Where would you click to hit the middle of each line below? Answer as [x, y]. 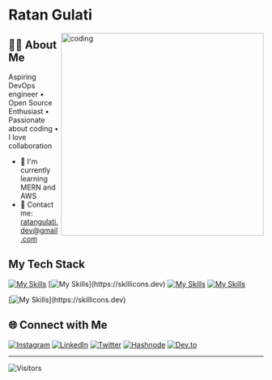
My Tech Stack [47, 265]
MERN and [38, 187]
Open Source [30, 102]
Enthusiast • [29, 111]
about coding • [34, 128]
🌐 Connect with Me [58, 325]
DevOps [22, 85]
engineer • [26, 94]
